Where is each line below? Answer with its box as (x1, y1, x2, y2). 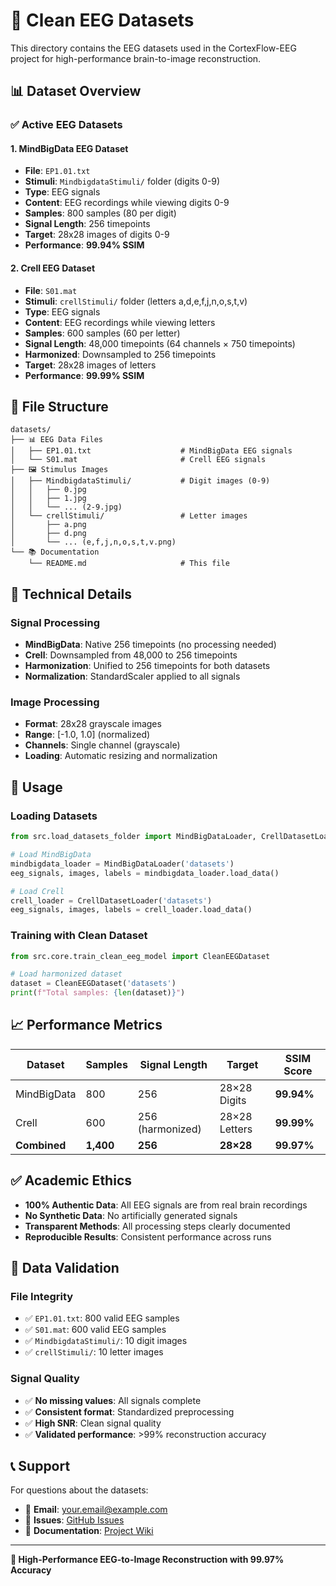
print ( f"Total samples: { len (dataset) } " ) (10, 988, 186, 998)
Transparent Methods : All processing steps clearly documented (24, 1220, 291, 1232)
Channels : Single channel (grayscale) (24, 739, 181, 751)
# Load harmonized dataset (10, 969, 123, 979)
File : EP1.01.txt (24, 165, 91, 177)
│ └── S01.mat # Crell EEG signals (10, 455, 267, 465)
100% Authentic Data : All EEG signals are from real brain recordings (24, 1199, 308, 1211)
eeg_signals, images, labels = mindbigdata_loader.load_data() (10, 868, 280, 878)
